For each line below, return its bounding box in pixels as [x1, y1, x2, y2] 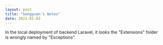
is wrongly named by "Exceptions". [5, 34, 76, 40]
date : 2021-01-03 [5, 16, 41, 21]
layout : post [5, 7, 32, 12]
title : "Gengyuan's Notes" [5, 12, 61, 16]
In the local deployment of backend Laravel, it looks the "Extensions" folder [5, 30, 158, 35]
